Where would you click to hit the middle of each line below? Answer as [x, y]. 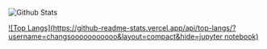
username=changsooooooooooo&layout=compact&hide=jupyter [116, 37]
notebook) [242, 37]
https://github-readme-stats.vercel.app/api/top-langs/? [144, 28]
